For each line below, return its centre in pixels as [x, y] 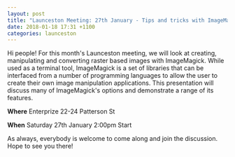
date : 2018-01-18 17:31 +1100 [51, 27]
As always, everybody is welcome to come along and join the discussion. [113, 139]
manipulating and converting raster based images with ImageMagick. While [116, 61]
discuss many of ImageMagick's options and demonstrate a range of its [111, 90]
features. [20, 98]
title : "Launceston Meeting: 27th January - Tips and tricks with [106, 20]
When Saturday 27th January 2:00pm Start [70, 125]
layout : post [26, 14]
